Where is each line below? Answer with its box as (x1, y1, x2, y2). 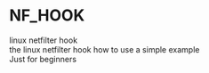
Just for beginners (9, 53, 77, 64)
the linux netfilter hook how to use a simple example (9, 44, 200, 54)
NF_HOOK (9, 5, 85, 26)
